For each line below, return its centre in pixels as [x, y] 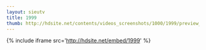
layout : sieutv [26, 12]
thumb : [15, 23]
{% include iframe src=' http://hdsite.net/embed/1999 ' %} [79, 41]
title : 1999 [21, 18]
